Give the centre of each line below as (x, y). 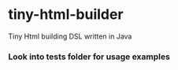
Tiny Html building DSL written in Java (70, 36)
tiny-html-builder (66, 15)
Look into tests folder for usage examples (89, 57)
